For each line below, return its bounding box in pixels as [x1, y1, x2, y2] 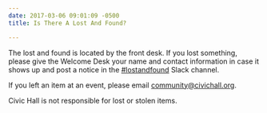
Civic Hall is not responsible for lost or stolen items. [8, 95, 177, 105]
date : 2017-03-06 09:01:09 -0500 [8, 11, 120, 20]
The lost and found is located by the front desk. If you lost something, [8, 48, 237, 57]
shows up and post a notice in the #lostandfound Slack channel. [8, 64, 220, 74]
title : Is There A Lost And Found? [8, 19, 127, 27]
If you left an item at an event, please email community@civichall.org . [8, 80, 237, 90]
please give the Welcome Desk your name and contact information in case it [8, 56, 260, 66]
